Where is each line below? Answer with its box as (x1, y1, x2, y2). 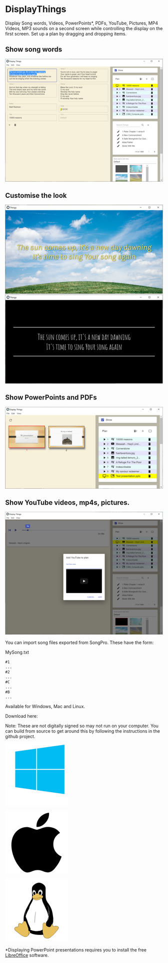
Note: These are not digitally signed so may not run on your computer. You (5, 723, 159, 729)
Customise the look (5, 191, 67, 200)
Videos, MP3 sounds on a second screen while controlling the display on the (5, 25, 163, 31)
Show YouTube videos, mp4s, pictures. (5, 498, 130, 507)
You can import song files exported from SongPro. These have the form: (5, 639, 154, 646)
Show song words (5, 45, 62, 54)
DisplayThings (5, 4, 66, 15)
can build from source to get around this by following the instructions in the (5, 728, 160, 734)
